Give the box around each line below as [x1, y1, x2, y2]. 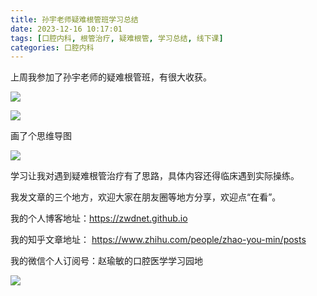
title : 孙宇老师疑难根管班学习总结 [10, 14, 139, 25]
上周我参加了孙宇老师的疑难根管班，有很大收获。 [10, 71, 212, 83]
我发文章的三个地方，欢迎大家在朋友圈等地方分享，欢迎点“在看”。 [10, 191, 282, 203]
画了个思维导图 [10, 130, 72, 142]
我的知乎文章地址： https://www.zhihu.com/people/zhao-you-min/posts [10, 234, 307, 246]
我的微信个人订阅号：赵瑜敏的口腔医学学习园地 [10, 255, 203, 267]
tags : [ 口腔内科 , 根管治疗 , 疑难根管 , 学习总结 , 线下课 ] [10, 33, 224, 43]
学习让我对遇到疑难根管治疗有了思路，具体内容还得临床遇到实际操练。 [10, 170, 300, 182]
